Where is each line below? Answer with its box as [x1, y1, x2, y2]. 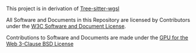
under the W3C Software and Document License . [6, 23, 126, 29]
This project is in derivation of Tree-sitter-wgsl [6, 5, 120, 12]
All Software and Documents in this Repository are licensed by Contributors [6, 16, 191, 23]
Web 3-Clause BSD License [6, 41, 74, 47]
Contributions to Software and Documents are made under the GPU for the [6, 34, 188, 41]
